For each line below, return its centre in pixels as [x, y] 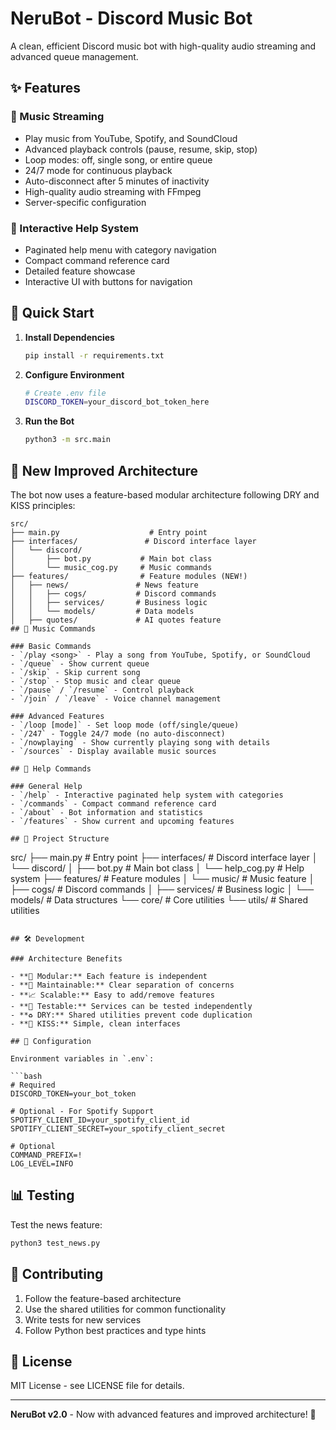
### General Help [46, 787]
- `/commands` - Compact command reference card [113, 804]
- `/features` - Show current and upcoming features [122, 822]
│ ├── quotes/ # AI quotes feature [116, 620]
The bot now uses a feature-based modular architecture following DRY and [165, 495]
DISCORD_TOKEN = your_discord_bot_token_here [117, 402]
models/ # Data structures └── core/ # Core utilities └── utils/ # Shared [159, 900]
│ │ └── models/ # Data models [102, 612]
